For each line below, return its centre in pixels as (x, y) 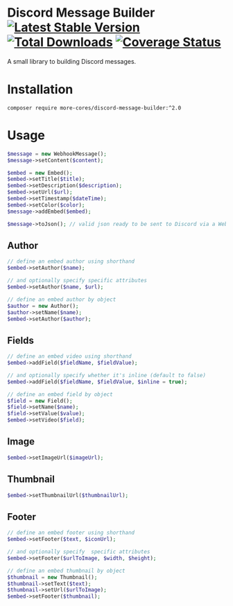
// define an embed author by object (62, 300)
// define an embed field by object (60, 394)
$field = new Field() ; (40, 401)
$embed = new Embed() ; (40, 173)
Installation (40, 90)
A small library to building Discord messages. (72, 61)
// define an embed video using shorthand (69, 356)
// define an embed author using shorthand (71, 261)
